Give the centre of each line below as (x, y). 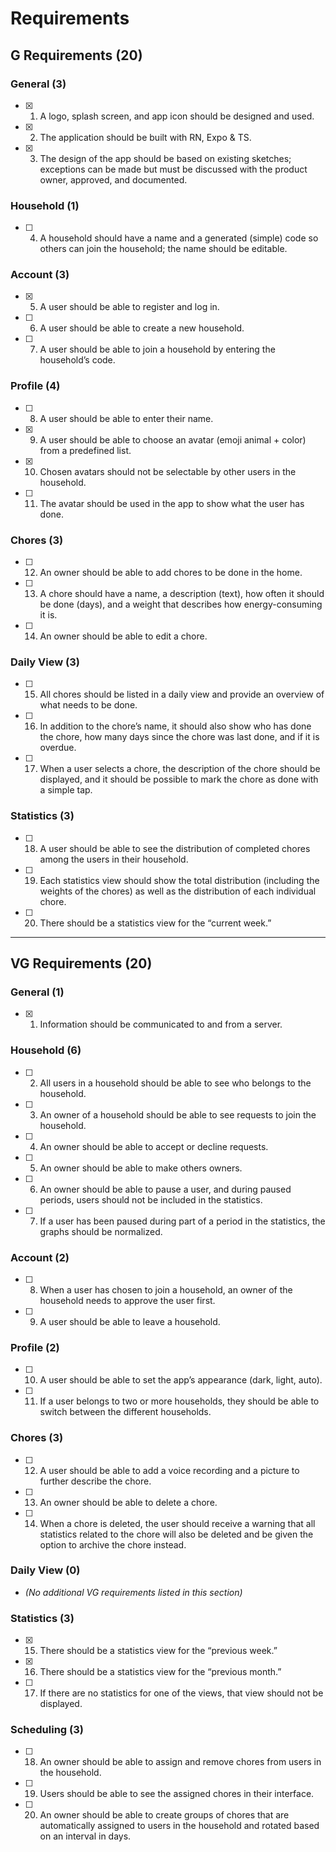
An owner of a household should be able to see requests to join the (178, 1114)
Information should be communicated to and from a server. (161, 1024)
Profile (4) (35, 386)
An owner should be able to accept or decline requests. (154, 1146)
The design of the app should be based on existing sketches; (165, 158)
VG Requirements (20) (81, 963)
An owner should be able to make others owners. (141, 1168)
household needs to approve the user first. (127, 1300)
